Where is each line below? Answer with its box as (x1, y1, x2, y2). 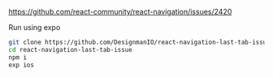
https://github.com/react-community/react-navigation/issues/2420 (8, 7, 232, 16)
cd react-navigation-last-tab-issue (8, 45, 132, 53)
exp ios (8, 61, 35, 69)
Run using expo (8, 23, 61, 32)
